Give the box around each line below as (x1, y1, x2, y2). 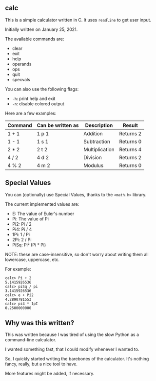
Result (122, 122, 138, 129)
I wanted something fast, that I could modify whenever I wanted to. (5, 346, 139, 352)
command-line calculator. (5, 337, 57, 343)
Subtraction (83, 138, 111, 145)
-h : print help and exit (12, 95, 56, 101)
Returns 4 (119, 146, 142, 153)
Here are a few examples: (5, 110, 57, 116)
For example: (5, 266, 32, 272)
